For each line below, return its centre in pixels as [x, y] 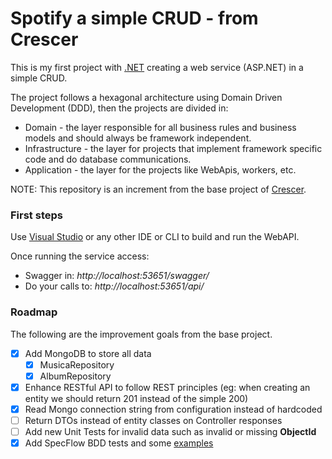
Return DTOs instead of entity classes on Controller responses [153, 420]
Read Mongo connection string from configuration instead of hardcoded [173, 409]
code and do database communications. [108, 159]
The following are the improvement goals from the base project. [141, 334]
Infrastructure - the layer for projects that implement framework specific [173, 148]
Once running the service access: [80, 256]
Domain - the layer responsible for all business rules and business [160, 127]
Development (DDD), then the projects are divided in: [119, 108]
